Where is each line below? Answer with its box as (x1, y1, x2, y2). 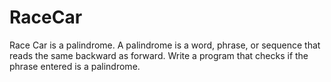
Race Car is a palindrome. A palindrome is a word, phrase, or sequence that (9, 39, 321, 51)
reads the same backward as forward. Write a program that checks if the (9, 49, 309, 61)
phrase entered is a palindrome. (9, 60, 141, 72)
